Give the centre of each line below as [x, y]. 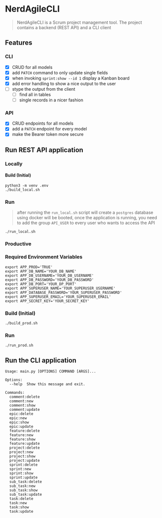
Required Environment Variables [44, 257]
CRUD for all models [32, 67]
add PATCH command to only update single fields [60, 73]
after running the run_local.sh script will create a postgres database [85, 212]
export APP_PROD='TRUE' [29, 267]
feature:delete [25, 431]
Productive [18, 244]
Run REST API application [44, 150]
